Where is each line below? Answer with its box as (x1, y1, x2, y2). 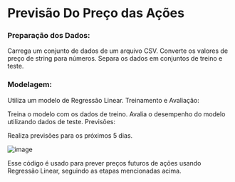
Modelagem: (7, 80, 52, 90)
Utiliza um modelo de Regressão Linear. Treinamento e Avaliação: (7, 96, 199, 104)
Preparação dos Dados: (7, 31, 90, 41)
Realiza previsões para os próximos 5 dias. (7, 131, 133, 140)
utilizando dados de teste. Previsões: (7, 117, 116, 126)
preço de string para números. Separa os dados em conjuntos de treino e (7, 54, 223, 63)
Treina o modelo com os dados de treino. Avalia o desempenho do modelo (7, 109, 226, 118)
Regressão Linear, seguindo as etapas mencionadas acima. (7, 166, 182, 175)
